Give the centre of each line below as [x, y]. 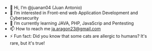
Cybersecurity [24, 18]
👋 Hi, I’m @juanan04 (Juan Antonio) [46, 8]
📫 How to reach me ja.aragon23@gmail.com [55, 29]
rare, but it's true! [27, 43]
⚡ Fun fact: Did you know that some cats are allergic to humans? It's [78, 36]
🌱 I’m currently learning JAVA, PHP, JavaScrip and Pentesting [72, 23]
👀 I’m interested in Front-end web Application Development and [74, 13]
